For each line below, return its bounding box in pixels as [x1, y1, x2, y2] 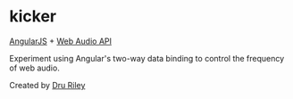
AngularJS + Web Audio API [9, 36, 112, 46]
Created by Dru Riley [9, 79, 86, 90]
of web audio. [9, 62, 60, 73]
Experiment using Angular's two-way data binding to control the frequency [9, 53, 285, 63]
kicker [9, 6, 56, 27]
